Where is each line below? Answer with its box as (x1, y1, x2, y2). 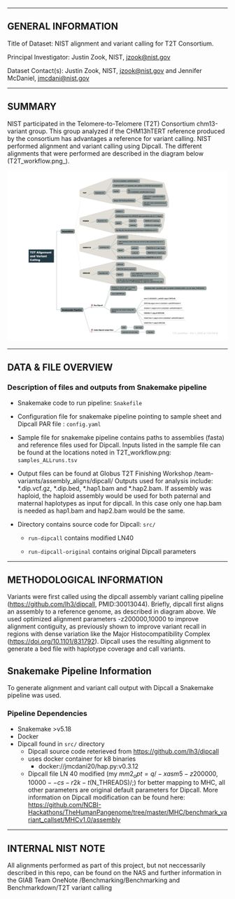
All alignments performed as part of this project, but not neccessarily (7, 861, 206, 870)
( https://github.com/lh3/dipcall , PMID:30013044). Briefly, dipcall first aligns (7, 600, 224, 609)
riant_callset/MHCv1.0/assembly (27, 816, 121, 824)
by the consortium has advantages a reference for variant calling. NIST (7, 134, 212, 142)
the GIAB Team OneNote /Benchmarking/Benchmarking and (7, 876, 180, 884)
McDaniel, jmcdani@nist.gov (7, 74, 90, 82)
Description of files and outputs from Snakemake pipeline (7, 383, 208, 393)
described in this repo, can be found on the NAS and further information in (7, 869, 222, 877)
